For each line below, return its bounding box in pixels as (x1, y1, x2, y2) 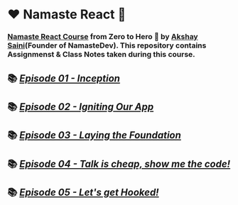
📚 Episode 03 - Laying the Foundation (7, 129, 181, 141)
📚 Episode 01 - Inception (7, 72, 121, 84)
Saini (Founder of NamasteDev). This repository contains (7, 40, 207, 50)
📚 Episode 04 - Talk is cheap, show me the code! (7, 157, 231, 170)
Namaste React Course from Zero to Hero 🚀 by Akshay (7, 32, 198, 42)
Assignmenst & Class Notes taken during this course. (7, 50, 195, 60)
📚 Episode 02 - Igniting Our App (7, 101, 154, 113)
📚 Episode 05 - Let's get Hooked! (7, 187, 159, 199)
